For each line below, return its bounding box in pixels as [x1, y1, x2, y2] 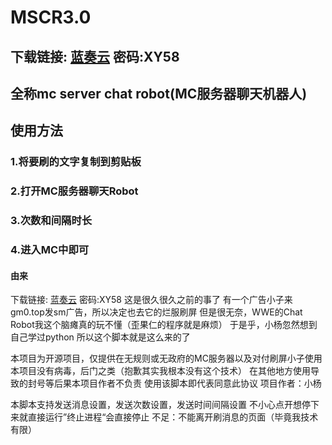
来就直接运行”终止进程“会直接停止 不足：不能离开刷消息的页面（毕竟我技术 [10, 411, 319, 423]
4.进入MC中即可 [10, 243, 90, 257]
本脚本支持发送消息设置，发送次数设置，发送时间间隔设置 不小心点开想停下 [10, 399, 320, 411]
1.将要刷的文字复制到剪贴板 [10, 155, 142, 169]
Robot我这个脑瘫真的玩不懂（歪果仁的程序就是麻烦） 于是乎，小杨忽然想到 [10, 319, 318, 331]
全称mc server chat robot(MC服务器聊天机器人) [10, 85, 308, 102]
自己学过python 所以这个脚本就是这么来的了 [10, 331, 191, 343]
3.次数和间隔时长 [10, 214, 93, 228]
